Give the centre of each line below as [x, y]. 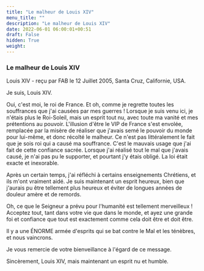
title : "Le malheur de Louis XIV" [50, 12]
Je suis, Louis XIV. [29, 93]
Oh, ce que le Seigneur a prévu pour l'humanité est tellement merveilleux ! [100, 206]
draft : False [23, 35]
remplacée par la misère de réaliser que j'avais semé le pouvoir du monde [99, 131]
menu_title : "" [26, 18]
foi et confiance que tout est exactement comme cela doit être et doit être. [100, 219]
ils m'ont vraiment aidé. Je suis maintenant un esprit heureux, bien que [95, 182]
